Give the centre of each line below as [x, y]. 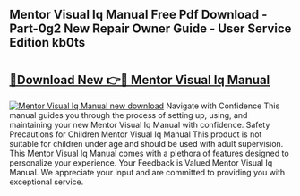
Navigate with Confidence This [223, 106]
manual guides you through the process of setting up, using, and [129, 115]
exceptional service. [47, 182]
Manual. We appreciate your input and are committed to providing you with [147, 172]
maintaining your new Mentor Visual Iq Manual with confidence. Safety [140, 125]
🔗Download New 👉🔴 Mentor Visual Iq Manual [140, 80]
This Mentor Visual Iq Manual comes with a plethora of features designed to [149, 153]
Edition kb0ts [47, 43]
